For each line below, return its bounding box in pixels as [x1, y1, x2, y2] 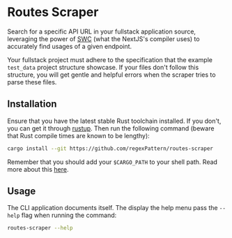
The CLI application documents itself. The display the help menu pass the [7, 204, 218, 212]
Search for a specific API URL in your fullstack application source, [7, 27, 196, 36]
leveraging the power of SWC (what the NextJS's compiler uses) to [7, 34, 200, 43]
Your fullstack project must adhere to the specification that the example [7, 55, 212, 64]
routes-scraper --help [7, 225, 73, 232]
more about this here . [7, 165, 69, 173]
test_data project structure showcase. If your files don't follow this [7, 63, 199, 71]
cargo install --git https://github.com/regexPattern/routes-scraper [7, 144, 214, 152]
